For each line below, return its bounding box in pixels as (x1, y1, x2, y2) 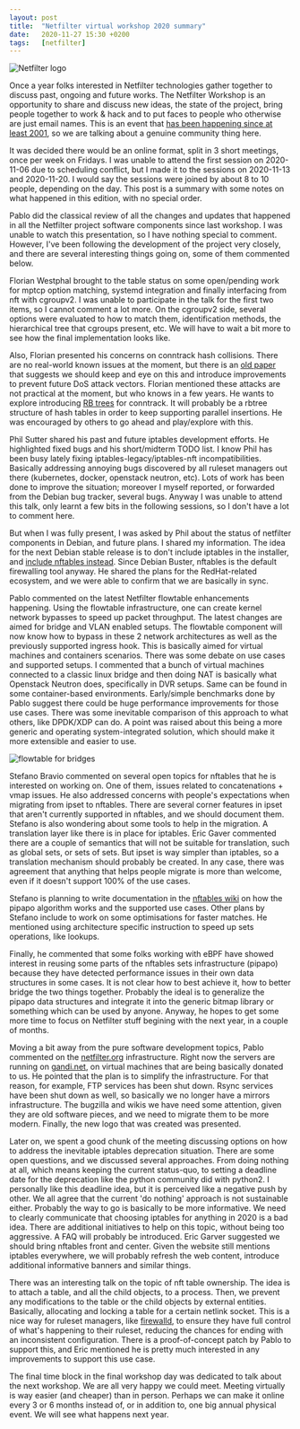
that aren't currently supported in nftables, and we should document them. (9, 809, 285, 820)
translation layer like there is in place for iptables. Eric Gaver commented (9, 828, 277, 839)
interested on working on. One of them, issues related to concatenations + (9, 780, 284, 791)
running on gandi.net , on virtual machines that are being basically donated (9, 1061, 284, 1073)
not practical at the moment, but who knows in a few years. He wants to (9, 388, 275, 399)
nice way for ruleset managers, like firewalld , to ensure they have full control (9, 1316, 291, 1327)
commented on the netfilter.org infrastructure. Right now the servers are (9, 1052, 276, 1063)
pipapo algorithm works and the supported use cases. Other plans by (9, 903, 266, 914)
